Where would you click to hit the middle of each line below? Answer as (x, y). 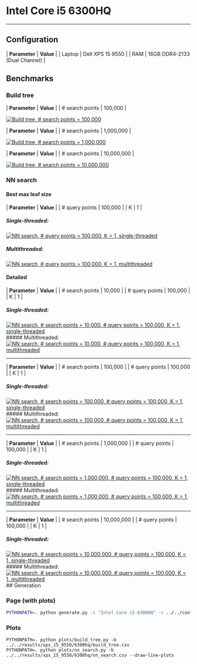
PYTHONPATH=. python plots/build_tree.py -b (61, 640)
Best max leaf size (29, 194)
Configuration (32, 40)
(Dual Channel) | (26, 60)
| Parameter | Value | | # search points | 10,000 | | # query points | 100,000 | (98, 290)
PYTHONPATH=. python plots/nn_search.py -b (60, 650)
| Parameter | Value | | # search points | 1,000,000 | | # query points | (90, 443)
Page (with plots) (31, 601)
